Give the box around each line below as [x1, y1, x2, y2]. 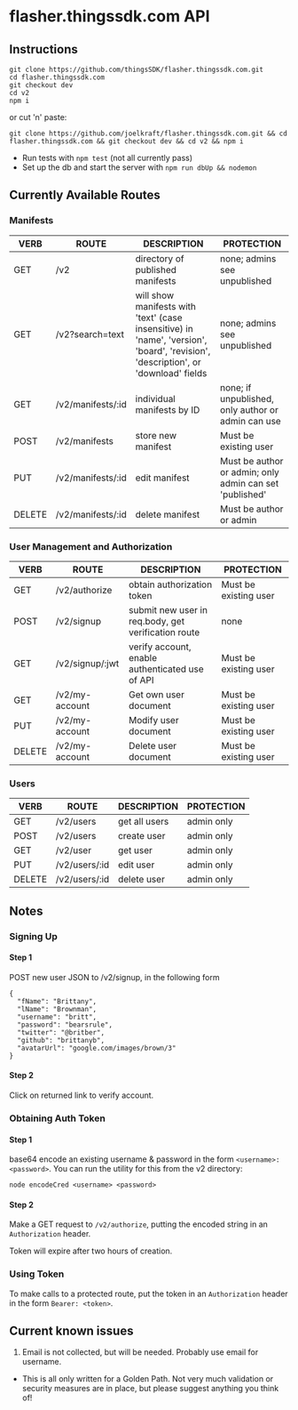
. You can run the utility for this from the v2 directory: [48, 1164, 243, 1174]
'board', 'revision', [135, 344, 211, 357]
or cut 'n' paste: [9, 112, 67, 122]
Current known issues [9, 1324, 134, 1339]
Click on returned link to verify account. [9, 1090, 154, 1100]
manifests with [135, 300, 197, 312]
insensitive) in [135, 322, 193, 334]
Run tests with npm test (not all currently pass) [21, 153, 193, 163]
